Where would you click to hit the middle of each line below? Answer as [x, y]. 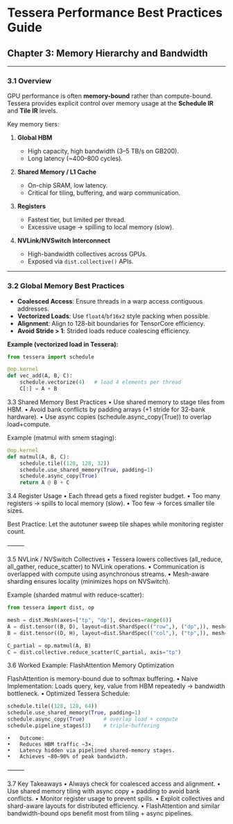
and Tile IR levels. [33, 111]
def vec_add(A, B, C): [40, 376]
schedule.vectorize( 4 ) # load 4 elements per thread [101, 382]
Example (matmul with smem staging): [62, 437]
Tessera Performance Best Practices [115, 13]
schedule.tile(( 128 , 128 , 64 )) [52, 707]
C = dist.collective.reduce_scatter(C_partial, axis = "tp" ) [94, 652]
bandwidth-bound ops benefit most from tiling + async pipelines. [100, 813]
